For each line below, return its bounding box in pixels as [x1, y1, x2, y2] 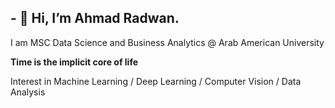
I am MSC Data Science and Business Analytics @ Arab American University [10, 36, 325, 48]
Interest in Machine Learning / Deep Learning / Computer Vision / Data [10, 75, 302, 87]
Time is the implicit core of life [10, 56, 139, 68]
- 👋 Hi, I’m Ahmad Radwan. [10, 10, 180, 27]
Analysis [10, 86, 46, 98]
